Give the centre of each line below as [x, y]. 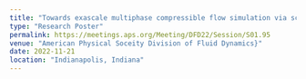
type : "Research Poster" [56, 26]
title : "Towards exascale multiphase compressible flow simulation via [148, 18]
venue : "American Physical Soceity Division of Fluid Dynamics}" [136, 43]
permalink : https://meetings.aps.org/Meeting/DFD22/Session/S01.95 [140, 35]
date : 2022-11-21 [42, 52]
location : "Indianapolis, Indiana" [77, 60]
